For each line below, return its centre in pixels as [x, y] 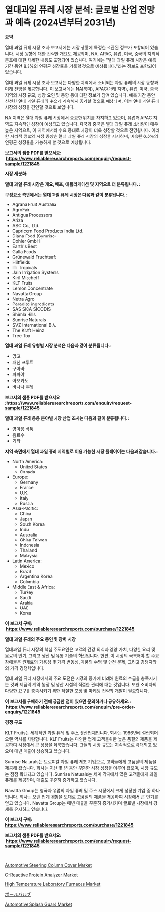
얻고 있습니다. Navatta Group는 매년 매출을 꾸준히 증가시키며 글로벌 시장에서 [79, 803]
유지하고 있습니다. [31, 809]
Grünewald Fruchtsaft [34, 257]
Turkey [27, 592]
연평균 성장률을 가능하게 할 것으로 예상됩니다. [48, 142]
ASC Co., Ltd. [26, 225]
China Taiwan [33, 540]
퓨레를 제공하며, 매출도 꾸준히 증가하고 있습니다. [51, 780]
